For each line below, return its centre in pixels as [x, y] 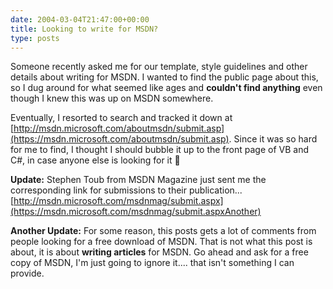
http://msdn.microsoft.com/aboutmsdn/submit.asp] [119, 128]
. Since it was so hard [273, 139]
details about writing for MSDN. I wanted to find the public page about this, [164, 77]
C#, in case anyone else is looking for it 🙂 [95, 160]
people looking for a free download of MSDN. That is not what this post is [161, 242]
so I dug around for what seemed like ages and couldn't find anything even [166, 88]
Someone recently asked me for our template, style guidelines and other [159, 67]
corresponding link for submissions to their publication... [126, 190]
